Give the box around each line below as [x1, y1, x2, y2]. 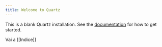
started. [5, 26, 22, 33]
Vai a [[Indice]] [5, 36, 37, 42]
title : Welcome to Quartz [5, 7, 60, 13]
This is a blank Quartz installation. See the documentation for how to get [5, 21, 157, 27]
